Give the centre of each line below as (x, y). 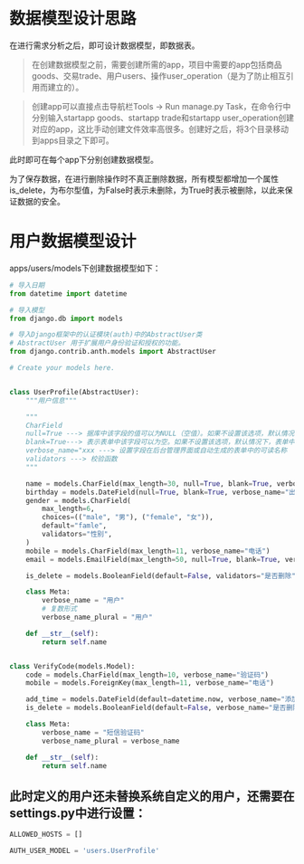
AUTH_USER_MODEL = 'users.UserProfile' (85, 851)
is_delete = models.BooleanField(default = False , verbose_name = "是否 (156, 708)
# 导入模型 (27, 310)
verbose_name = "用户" (83, 601)
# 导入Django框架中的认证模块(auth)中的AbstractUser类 (106, 335)
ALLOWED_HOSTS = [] (46, 835)
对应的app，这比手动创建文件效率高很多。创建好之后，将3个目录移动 (160, 128)
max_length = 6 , (68, 509)
